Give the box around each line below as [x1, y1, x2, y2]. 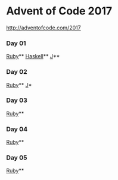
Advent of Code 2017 [6, 4, 113, 18]
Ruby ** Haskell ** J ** [6, 53, 60, 60]
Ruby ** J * [6, 81, 32, 88]
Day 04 [6, 125, 28, 133]
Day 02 [6, 68, 28, 76]
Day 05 [6, 154, 27, 162]
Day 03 [6, 96, 28, 104]
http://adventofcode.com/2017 [6, 24, 82, 31]
